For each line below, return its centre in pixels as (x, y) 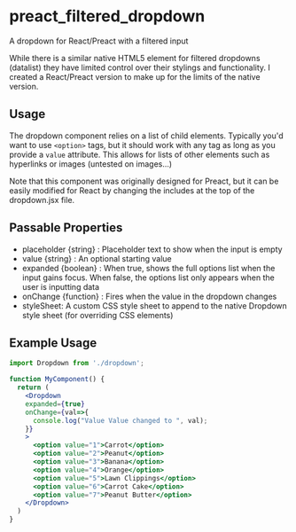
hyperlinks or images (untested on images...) (91, 164)
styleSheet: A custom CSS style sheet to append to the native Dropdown (155, 305)
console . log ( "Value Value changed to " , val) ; (120, 420)
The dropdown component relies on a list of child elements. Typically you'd (146, 136)
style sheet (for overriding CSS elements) (97, 315)
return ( (33, 387)
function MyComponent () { (57, 379)
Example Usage (53, 343)
